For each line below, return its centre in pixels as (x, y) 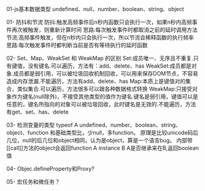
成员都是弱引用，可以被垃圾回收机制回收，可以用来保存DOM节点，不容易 (106, 73)
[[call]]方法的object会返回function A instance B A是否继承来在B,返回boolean (103, 148)
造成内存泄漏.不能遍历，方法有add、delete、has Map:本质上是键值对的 (96, 81)
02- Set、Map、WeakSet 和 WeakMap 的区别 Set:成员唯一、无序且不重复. (100, 58)
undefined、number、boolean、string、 (130, 125)
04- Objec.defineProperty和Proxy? (50, 169)
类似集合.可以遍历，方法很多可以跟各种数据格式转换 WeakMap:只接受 (105, 89)
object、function (28, 133)
